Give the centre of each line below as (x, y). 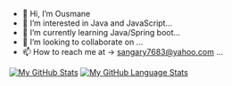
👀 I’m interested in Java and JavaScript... (97, 23)
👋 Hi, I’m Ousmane (56, 14)
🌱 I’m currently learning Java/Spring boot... (101, 32)
